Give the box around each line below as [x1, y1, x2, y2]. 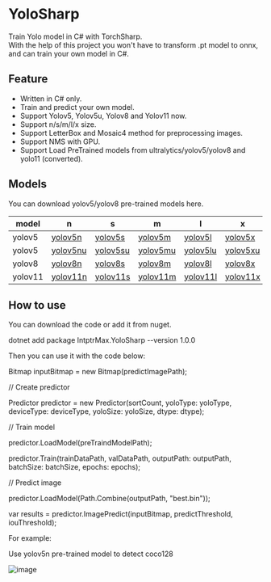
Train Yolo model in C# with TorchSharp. [8, 32, 143, 41]
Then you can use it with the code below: [8, 351, 146, 361]
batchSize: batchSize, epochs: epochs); [8, 462, 141, 472]
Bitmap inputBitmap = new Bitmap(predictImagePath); [8, 367, 188, 377]
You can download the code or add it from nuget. [8, 320, 172, 330]
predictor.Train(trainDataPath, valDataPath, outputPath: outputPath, [8, 453, 232, 463]
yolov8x [224, 258, 256, 269]
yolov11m [138, 271, 177, 282]
